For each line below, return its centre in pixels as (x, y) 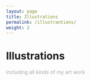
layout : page (22, 11)
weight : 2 (18, 27)
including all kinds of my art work (45, 72)
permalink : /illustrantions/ (41, 22)
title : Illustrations (32, 17)
